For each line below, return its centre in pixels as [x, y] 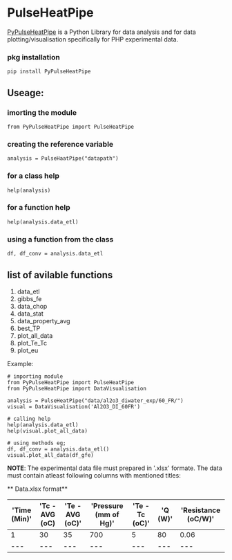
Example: [20, 363]
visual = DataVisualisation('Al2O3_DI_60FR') [74, 406]
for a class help [33, 176]
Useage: [26, 92]
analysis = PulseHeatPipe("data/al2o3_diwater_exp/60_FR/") [96, 400]
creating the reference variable [60, 144]
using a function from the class [60, 239]
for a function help [39, 208]
